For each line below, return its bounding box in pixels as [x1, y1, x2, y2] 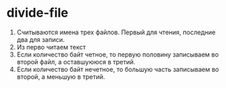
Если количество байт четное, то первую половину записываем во [16, 50, 219, 59]
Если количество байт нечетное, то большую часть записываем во [16, 65, 219, 73]
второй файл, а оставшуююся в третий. [16, 57, 136, 66]
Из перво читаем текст [16, 43, 86, 51]
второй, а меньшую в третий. [16, 72, 105, 81]
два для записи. [16, 35, 65, 43]
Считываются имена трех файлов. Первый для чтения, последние [16, 28, 215, 36]
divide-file [6, 5, 69, 21]
